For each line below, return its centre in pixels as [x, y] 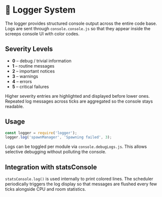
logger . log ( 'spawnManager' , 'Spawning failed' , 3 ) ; [58, 137]
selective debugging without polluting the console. [56, 152]
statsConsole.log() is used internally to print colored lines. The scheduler [79, 179]
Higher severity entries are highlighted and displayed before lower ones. [77, 96]
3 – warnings [25, 76]
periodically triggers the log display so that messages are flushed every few [81, 184]
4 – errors [22, 81]
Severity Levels [29, 49]
